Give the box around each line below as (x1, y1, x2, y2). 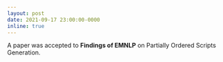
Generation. (7, 48, 41, 57)
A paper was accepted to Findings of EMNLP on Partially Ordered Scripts (7, 42, 216, 50)
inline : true (7, 22, 45, 29)
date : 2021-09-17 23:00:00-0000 (7, 16, 100, 23)
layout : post (7, 10, 45, 17)
